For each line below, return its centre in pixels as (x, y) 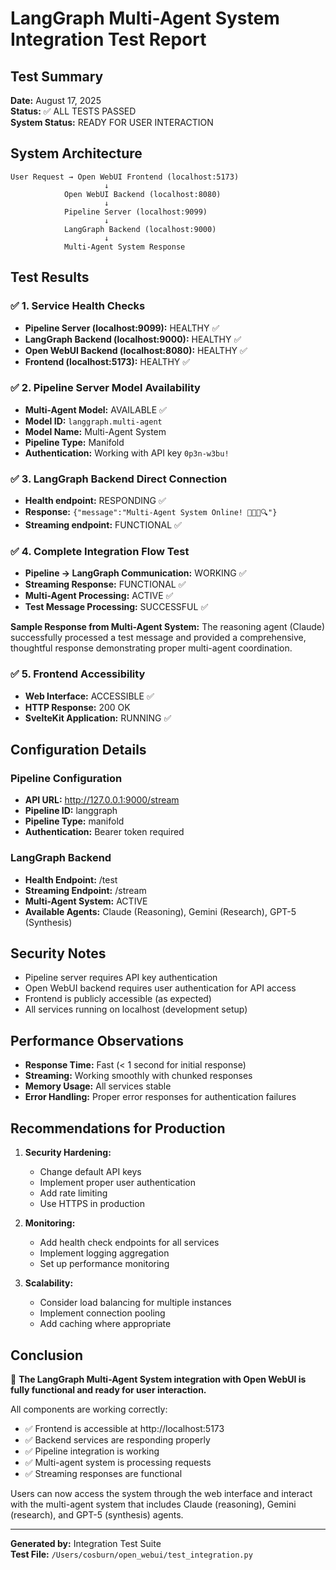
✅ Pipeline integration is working (92, 1451)
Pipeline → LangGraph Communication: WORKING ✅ (135, 573)
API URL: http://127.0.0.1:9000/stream (102, 800)
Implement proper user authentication (117, 1183)
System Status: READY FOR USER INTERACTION (112, 122)
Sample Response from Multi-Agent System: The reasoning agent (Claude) (168, 627)
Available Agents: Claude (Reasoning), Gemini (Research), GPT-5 (160, 911)
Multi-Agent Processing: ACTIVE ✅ (99, 596)
